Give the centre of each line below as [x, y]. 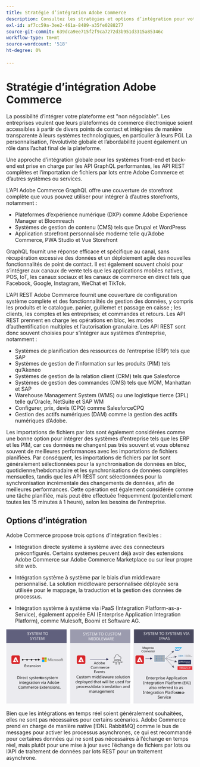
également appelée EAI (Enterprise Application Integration [110, 614]
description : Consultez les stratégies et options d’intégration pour [96, 19]
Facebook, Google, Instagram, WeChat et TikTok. [66, 283]
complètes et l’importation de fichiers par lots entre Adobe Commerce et [95, 172]
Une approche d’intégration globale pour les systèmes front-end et [88, 159]
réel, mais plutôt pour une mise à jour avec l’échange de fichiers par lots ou [98, 745]
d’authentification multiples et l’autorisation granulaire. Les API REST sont [96, 326]
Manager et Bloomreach [44, 220]
